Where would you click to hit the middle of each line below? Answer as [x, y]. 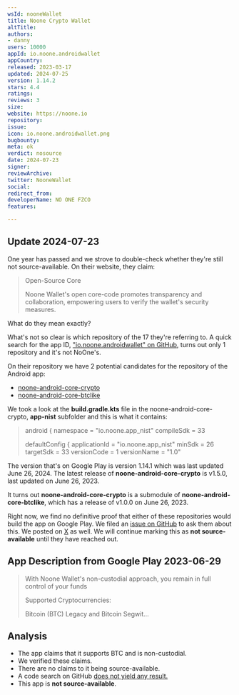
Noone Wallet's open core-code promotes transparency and [113, 294]
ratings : [20, 94]
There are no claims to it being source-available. [89, 669]
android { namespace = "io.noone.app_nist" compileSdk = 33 [115, 430]
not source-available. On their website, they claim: [81, 266]
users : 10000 [27, 47]
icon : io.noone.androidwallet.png [59, 134]
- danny [19, 41]
